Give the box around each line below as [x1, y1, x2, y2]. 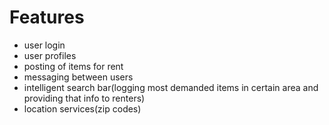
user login [23, 39, 66, 51]
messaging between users [23, 71, 134, 83]
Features [9, 6, 85, 29]
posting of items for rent [23, 60, 124, 72]
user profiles [23, 49, 77, 61]
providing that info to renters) [23, 92, 146, 104]
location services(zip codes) [23, 102, 142, 115]
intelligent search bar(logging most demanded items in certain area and [23, 81, 319, 93]
